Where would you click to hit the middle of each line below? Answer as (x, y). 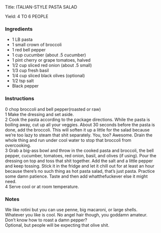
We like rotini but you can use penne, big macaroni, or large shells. (71, 209)
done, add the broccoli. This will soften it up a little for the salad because (77, 130)
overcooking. (18, 145)
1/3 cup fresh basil (30, 70)
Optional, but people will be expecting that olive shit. (57, 225)
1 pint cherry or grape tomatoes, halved (51, 60)
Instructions (20, 99)
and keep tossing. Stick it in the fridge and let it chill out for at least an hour (80, 166)
